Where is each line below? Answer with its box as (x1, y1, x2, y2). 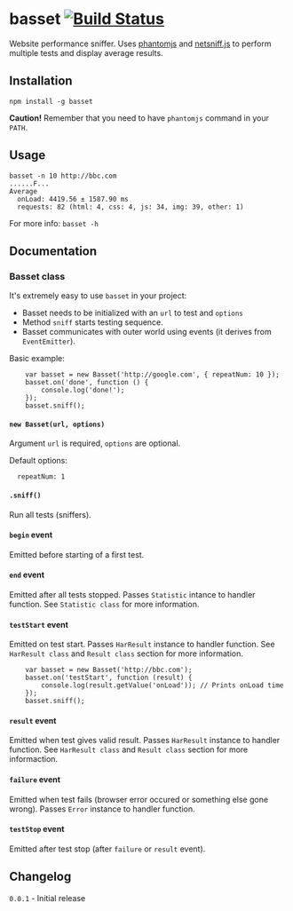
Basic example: (9, 353, 65, 364)
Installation (9, 74, 73, 89)
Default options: (9, 455, 68, 466)
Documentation (9, 243, 98, 258)
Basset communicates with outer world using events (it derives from (21, 327, 273, 337)
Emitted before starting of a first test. (9, 549, 145, 559)
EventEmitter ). (21, 336, 75, 346)
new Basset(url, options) (9, 420, 105, 429)
